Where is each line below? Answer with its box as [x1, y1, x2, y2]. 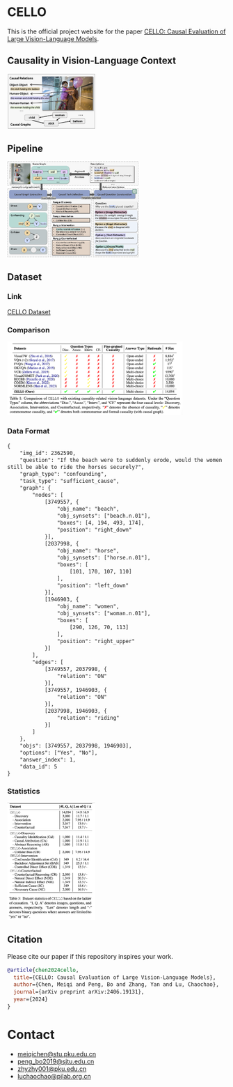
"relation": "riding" [56, 715, 120, 722]
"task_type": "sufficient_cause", [19, 478, 120, 485]
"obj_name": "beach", [56, 506, 120, 513]
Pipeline [7, 142, 44, 154]
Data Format [7, 426, 50, 435]
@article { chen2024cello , [7, 966, 79, 973]
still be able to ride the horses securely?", [7, 464, 145, 471]
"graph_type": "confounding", [19, 471, 108, 478]
